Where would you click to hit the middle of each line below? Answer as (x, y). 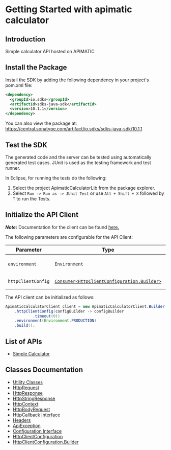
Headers (22, 420)
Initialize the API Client (42, 215)
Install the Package (36, 67)
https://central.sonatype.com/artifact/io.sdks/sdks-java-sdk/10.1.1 (74, 129)
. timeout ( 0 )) (46, 316)
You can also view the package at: (41, 123)
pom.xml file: (19, 85)
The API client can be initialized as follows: (50, 297)
